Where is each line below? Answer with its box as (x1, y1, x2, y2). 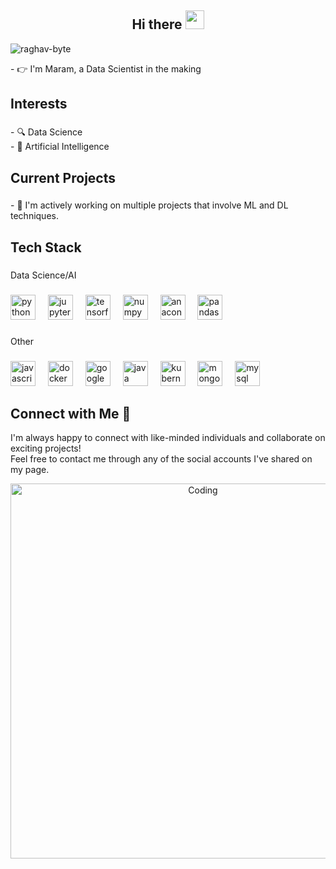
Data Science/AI (10, 269, 77, 281)
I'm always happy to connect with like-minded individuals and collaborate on (10, 432, 326, 444)
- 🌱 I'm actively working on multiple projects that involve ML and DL (10, 199, 289, 211)
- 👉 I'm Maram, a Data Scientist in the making (10, 62, 202, 75)
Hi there (131, 16, 183, 33)
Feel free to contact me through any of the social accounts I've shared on (10, 453, 313, 465)
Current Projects (10, 169, 116, 186)
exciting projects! (10, 442, 82, 455)
